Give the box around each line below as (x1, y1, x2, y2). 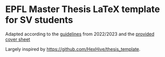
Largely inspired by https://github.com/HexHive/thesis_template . (5, 46, 141, 52)
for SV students (5, 14, 73, 26)
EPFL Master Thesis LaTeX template (5, 4, 160, 15)
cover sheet (5, 36, 31, 42)
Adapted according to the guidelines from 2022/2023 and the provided (5, 31, 154, 37)
